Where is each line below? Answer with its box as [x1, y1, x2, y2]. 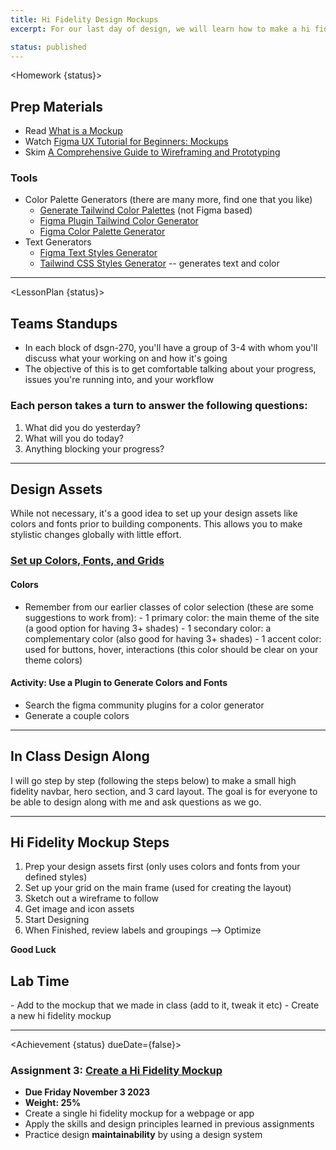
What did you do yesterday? [24, 421, 141, 433]
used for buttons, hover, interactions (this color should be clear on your [24, 643, 319, 655]
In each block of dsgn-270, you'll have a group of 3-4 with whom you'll [24, 342, 318, 354]
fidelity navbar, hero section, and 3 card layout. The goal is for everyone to [10, 785, 318, 797]
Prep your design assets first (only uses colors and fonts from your [24, 861, 301, 873]
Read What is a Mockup [24, 125, 123, 137]
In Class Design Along [10, 748, 150, 765]
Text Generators [24, 236, 92, 248]
